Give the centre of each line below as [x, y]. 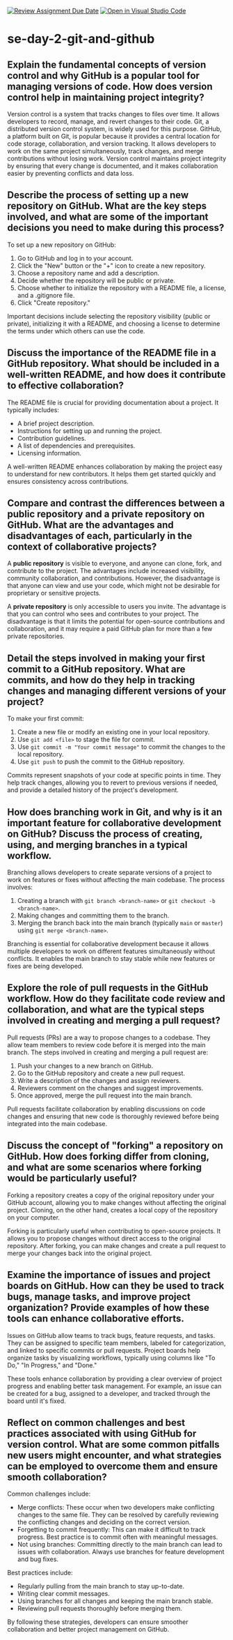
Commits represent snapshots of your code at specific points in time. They [114, 775]
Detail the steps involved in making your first [106, 658]
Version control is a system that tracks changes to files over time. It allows [113, 114]
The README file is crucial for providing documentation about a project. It [113, 402]
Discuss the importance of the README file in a [112, 353]
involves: [20, 887]
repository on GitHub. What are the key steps [107, 206]
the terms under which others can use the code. [76, 331]
